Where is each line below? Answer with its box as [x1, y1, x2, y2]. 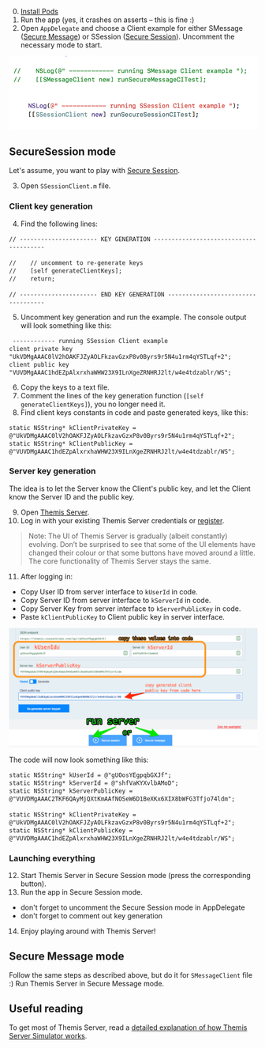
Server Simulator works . [9, 1031, 88, 1040]
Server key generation [9, 466, 97, 477]
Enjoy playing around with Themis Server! [20, 926, 156, 936]
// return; [9, 274, 56, 283]
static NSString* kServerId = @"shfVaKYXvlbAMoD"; [9, 779, 179, 787]
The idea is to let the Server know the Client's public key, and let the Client [9, 484, 251, 493]
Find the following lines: [20, 219, 98, 228]
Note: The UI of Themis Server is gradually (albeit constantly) [28, 531, 228, 541]
